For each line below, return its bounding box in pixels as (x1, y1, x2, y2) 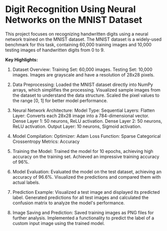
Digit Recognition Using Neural (5, 4, 136, 15)
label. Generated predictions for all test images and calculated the (12, 194, 149, 200)
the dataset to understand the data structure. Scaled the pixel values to (12, 92, 159, 98)
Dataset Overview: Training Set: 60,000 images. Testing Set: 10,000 (12, 66, 153, 72)
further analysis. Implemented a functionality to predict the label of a (12, 215, 154, 221)
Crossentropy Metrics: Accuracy (12, 138, 80, 144)
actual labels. (12, 179, 40, 185)
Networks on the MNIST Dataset (5, 14, 142, 26)
